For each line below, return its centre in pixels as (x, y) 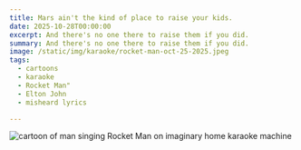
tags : (19, 60)
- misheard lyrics (53, 102)
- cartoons (38, 69)
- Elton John (42, 94)
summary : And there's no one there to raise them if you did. (129, 43)
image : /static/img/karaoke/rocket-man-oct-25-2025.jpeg (119, 52)
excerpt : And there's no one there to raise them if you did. (129, 35)
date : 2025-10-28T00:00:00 (60, 26)
